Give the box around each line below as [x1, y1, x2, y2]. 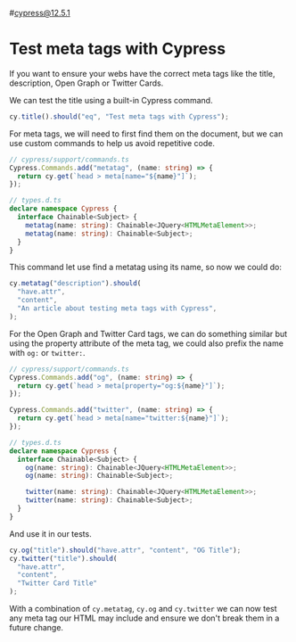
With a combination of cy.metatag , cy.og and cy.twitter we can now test [9, 604, 278, 614]
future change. [9, 622, 64, 633]
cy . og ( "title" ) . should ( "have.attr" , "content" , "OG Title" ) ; [9, 546, 242, 555]
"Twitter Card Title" [17, 579, 98, 588]
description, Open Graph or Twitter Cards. [9, 78, 164, 88]
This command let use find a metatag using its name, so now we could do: [9, 262, 283, 273]
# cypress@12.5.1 [9, 8, 71, 18]
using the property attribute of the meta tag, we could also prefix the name [9, 338, 284, 349]
